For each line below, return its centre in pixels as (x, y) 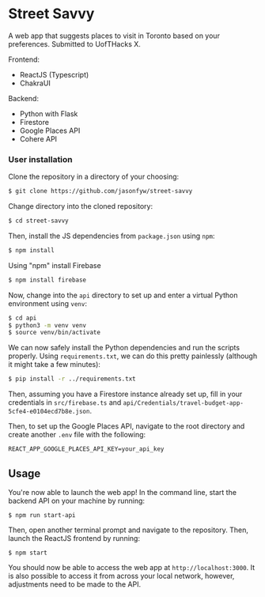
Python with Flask (49, 113)
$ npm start (28, 553)
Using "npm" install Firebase (55, 265)
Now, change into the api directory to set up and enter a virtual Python (123, 295)
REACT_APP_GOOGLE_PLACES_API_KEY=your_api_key (86, 449)
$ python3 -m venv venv (47, 325)
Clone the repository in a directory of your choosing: (94, 177)
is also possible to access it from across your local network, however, (121, 576)
